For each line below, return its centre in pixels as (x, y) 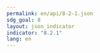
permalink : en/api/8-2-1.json (50, 13)
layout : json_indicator (41, 26)
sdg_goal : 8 (23, 20)
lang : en (19, 39)
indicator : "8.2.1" (34, 33)
